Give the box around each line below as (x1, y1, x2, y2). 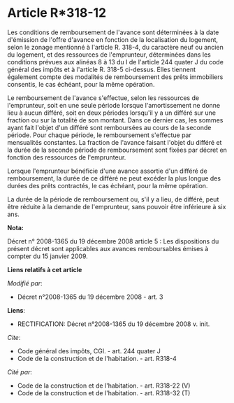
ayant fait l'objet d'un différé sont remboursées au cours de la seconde (7, 123, 212, 132)
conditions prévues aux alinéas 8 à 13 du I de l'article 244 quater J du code (7, 57, 224, 66)
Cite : (7, 333, 21, 341)
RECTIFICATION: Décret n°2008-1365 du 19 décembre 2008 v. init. (17, 320, 210, 328)
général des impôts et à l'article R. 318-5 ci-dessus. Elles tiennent (7, 65, 196, 73)
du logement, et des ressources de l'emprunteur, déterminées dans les (7, 50, 211, 59)
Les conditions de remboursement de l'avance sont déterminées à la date (7, 28, 219, 36)
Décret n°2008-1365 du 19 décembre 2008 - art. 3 (17, 292, 163, 301)
